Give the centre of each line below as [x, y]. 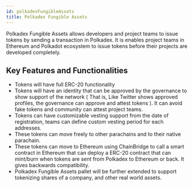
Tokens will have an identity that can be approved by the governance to [101, 91]
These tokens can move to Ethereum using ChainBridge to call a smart [99, 147]
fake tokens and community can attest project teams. [79, 109]
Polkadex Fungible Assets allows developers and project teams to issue [92, 33]
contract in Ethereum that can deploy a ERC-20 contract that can [93, 153]
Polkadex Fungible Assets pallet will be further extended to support [96, 172]
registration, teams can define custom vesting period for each [89, 122]
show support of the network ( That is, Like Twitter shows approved [96, 97]
